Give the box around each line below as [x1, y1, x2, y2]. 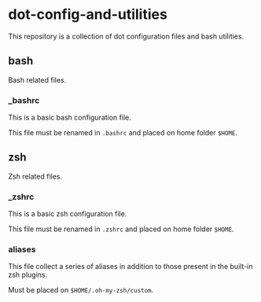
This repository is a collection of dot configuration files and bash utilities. [8, 31, 244, 41]
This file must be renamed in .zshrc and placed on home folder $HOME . [8, 224, 234, 234]
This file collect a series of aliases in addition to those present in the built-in [8, 262, 253, 271]
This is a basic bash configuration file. [8, 112, 131, 123]
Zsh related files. [8, 171, 63, 181]
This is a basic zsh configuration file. [8, 209, 127, 219]
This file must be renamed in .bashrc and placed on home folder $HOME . [8, 128, 238, 138]
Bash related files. [8, 75, 67, 84]
